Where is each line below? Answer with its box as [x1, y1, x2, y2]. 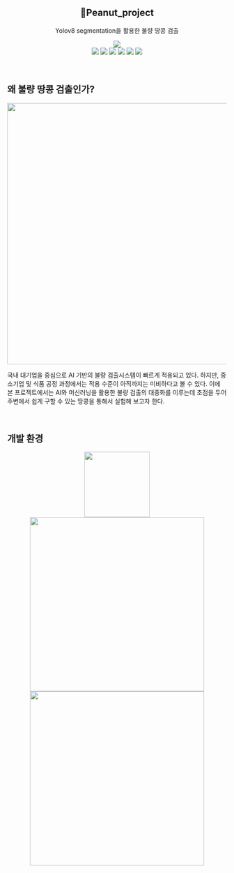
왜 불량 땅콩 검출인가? [7, 84, 95, 95]
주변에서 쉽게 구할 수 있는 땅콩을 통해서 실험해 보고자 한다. [7, 396, 165, 405]
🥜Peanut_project [79, 7, 155, 19]
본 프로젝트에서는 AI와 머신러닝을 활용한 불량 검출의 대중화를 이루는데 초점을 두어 [7, 388, 227, 396]
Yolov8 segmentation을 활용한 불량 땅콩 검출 [55, 26, 179, 35]
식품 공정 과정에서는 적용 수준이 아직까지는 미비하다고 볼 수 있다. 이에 [33, 379, 221, 387]
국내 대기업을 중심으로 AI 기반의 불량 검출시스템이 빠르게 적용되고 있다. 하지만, [7, 371, 219, 379]
